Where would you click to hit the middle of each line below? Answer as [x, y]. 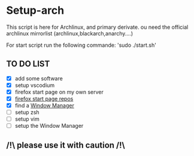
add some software [39, 78]
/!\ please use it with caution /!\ [66, 145]
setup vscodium [35, 85]
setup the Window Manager [49, 126]
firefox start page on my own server [59, 92]
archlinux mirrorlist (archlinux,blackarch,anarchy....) [70, 33]
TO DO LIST [28, 64]
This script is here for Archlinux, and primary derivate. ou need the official [97, 27]
